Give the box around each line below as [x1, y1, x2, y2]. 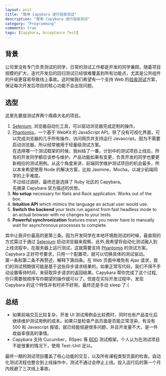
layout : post [5, 7, 32, 12]
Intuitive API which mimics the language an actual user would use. [12, 201, 148, 207]
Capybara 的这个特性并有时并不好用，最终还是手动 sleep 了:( [5, 282, 129, 288]
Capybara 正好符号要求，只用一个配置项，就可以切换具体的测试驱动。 [5, 251, 147, 257]
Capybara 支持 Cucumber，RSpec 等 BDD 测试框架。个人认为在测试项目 [12, 336, 160, 342]
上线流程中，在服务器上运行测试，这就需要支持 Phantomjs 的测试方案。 [5, 245, 151, 251]
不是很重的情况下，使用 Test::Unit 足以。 [12, 343, 95, 349]
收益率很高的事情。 [12, 330, 52, 336]
